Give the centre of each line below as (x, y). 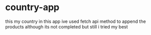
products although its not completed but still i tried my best (67, 26)
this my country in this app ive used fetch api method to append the (76, 21)
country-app (32, 7)
